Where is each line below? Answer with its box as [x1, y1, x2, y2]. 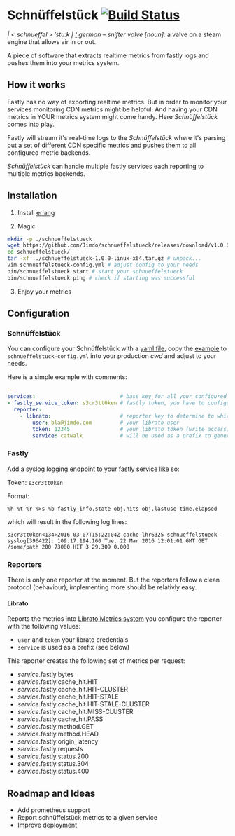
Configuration [7, 308, 70, 320]
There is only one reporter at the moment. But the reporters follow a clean [7, 575, 220, 584]
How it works [7, 79, 66, 91]
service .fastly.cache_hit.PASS [17, 715, 104, 723]
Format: [7, 491, 30, 500]
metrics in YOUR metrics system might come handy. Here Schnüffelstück [7, 112, 218, 121]
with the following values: [7, 622, 81, 631]
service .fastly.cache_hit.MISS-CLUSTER [17, 708, 134, 716]
